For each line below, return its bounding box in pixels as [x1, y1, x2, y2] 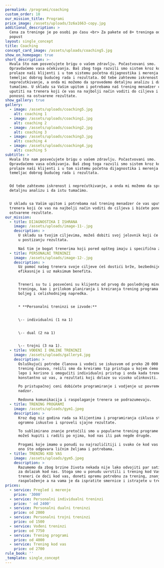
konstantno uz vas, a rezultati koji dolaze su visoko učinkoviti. [18, 375, 159, 380]
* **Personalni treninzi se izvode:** [18, 304, 97, 309]
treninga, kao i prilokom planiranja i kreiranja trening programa [18, 286, 159, 291]
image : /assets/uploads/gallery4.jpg [14, 352, 91, 358]
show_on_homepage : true [5, 52, 54, 58]
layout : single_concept [5, 39, 54, 44]
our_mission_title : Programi [5, 16, 64, 21]
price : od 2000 [14, 510, 45, 515]
